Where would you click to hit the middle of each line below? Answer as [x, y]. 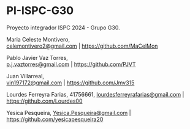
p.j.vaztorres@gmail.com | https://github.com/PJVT [71, 64]
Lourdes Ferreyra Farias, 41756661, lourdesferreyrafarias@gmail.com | [95, 94]
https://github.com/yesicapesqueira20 [55, 119]
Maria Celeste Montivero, [38, 39]
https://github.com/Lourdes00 [44, 101]
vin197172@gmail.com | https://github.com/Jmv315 [70, 83]
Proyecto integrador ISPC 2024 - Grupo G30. [63, 28]
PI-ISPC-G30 [40, 11]
